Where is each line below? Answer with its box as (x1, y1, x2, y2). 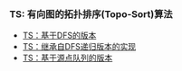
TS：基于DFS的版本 (22, 30, 97, 41)
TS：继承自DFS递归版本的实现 (22, 41, 137, 52)
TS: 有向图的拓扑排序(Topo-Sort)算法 (9, 7, 174, 20)
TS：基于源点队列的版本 (22, 52, 113, 64)
